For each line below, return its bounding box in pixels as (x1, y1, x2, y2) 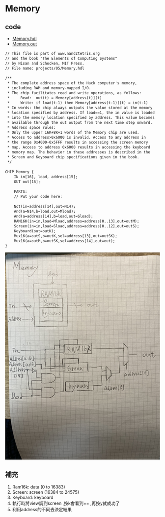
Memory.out (12, 41, 37, 47)
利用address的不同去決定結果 (12, 506, 72, 512)
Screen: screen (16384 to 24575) (12, 489, 80, 495)
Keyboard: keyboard (12, 494, 54, 500)
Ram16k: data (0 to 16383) (12, 484, 65, 490)
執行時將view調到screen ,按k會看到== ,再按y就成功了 (12, 500, 120, 506)
